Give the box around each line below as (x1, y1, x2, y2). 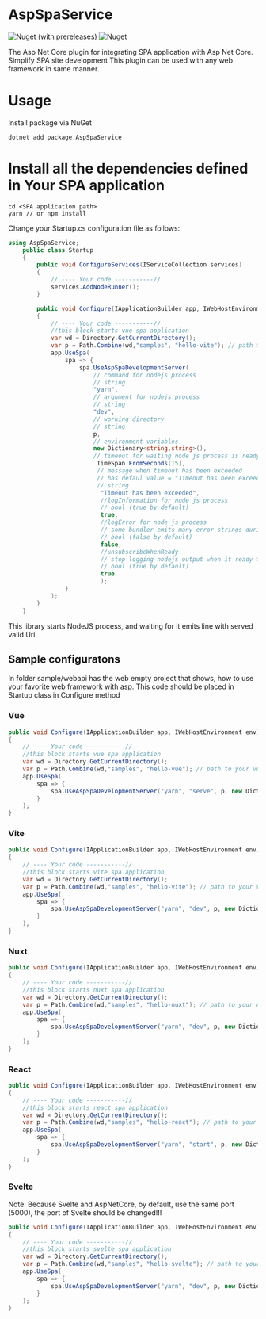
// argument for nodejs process (93, 393, 200, 401)
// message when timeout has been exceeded (96, 467, 243, 475)
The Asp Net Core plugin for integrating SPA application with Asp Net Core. (8, 47, 253, 56)
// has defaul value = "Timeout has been (96, 474, 236, 482)
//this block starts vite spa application (22, 868, 165, 877)
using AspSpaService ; (8, 239, 80, 247)
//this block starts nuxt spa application (22, 985, 165, 994)
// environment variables (93, 438, 179, 445)
